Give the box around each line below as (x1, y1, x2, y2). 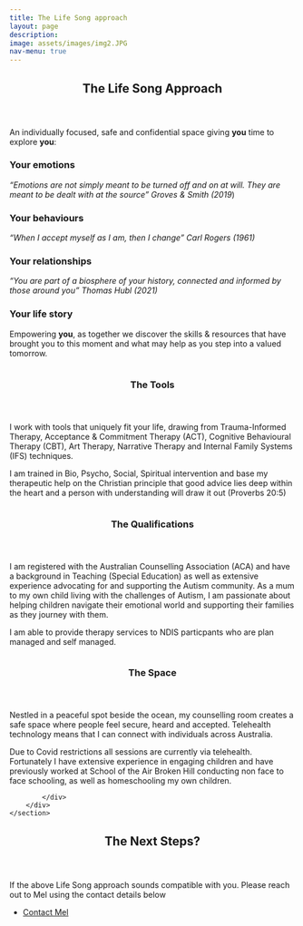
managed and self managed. (9, 636, 116, 647)
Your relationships (9, 255, 93, 268)
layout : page (9, 22, 59, 31)
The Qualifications (110, 518, 195, 531)
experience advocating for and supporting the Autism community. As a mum (9, 580, 295, 590)
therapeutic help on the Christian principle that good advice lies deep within (9, 477, 293, 488)
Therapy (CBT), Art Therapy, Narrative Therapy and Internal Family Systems (9, 441, 293, 452)
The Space (128, 667, 177, 679)
